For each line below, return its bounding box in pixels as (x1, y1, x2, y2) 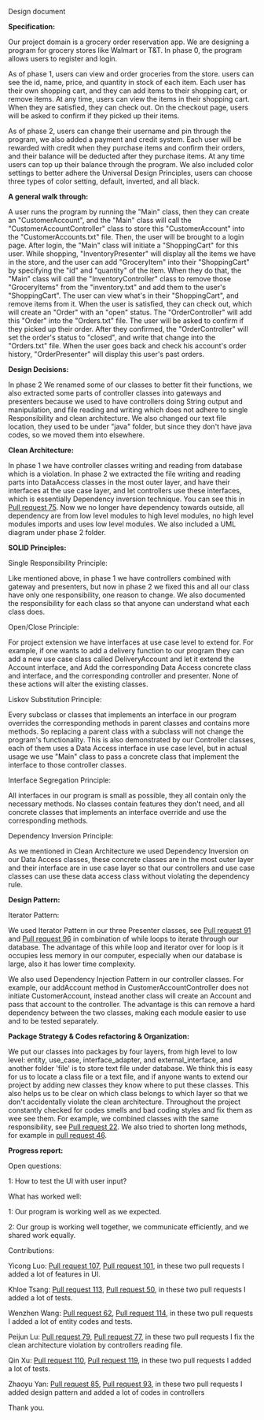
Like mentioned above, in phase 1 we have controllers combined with (8, 574, 231, 582)
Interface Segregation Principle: (8, 775, 112, 785)
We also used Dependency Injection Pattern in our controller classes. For (8, 975, 244, 983)
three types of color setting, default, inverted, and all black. (8, 177, 200, 186)
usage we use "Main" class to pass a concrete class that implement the (8, 752, 240, 761)
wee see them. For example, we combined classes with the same (8, 1114, 219, 1123)
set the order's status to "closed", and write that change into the (8, 333, 216, 342)
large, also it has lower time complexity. (8, 959, 136, 968)
